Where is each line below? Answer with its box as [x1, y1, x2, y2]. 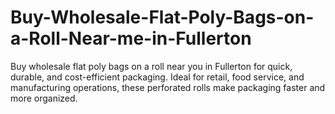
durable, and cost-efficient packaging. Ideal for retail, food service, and [10, 71, 305, 83]
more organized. [10, 92, 78, 104]
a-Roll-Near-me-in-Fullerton [10, 27, 252, 50]
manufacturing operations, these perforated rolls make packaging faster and [10, 81, 326, 93]
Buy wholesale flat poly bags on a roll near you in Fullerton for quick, [10, 60, 293, 72]
